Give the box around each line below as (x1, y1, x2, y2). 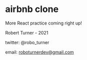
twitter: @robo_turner (5, 39, 49, 45)
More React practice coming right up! (5, 20, 82, 26)
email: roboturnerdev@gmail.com (5, 49, 74, 55)
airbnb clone (5, 3, 59, 15)
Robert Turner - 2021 (5, 29, 48, 35)
